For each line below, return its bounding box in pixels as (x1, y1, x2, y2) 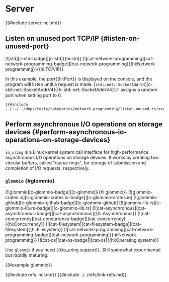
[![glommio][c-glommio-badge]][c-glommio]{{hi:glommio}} (5, 189, 127, 195)
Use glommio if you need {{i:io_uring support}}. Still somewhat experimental (5, 247, 161, 253)
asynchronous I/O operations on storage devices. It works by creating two (5, 154, 159, 160)
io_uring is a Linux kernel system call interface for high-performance (5, 149, 149, 155)
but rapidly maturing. (5, 252, 49, 258)
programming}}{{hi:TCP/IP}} (5, 66, 64, 72)
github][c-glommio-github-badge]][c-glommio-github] (5, 200, 118, 206)
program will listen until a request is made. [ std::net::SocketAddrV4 (5, 81, 145, 87)
